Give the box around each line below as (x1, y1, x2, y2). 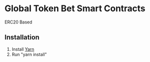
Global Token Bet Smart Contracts (4, 3, 146, 14)
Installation (4, 33, 40, 41)
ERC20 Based (4, 19, 33, 25)
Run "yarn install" (11, 51, 47, 57)
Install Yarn (11, 46, 35, 52)
